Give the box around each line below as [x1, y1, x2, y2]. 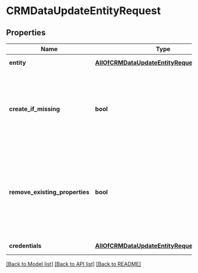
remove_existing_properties [9, 188, 90, 196]
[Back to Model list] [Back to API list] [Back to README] [6, 261, 141, 267]
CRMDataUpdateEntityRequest [6, 4, 161, 18]
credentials [9, 242, 42, 249]
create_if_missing [9, 105, 60, 113]
